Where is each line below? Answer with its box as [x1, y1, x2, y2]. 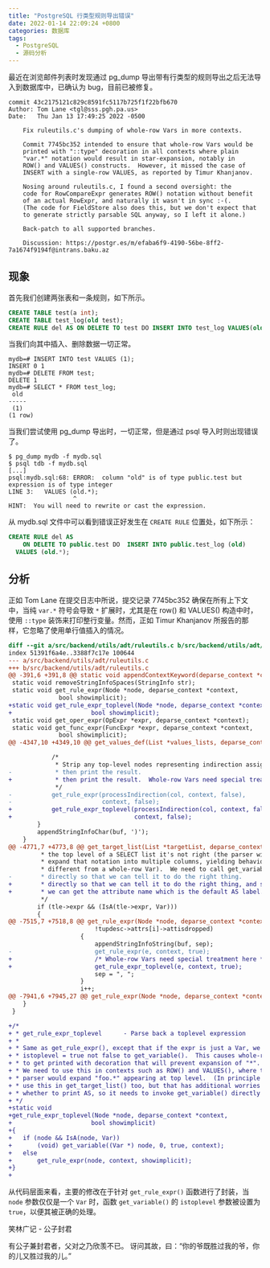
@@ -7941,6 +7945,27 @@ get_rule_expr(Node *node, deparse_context [8, 992, 239, 1001]
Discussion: [22, 239, 63, 247]
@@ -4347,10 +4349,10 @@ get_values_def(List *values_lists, [8, 739, 218, 747]
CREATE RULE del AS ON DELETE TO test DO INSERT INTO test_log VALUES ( [8, 323, 253, 332]
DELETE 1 [8, 376, 38, 384]
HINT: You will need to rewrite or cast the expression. [8, 502, 207, 511]
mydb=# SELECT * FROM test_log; [8, 384, 117, 392]
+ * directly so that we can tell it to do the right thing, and [8, 880, 257, 888]
